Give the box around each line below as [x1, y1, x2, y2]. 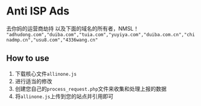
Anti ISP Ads [6, 4, 70, 18]
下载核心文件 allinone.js [14, 70, 77, 77]
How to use [6, 53, 49, 64]
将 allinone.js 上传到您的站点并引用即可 [14, 92, 114, 100]
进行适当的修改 [14, 77, 52, 85]
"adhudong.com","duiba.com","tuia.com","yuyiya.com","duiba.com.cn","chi [6, 31, 196, 37]
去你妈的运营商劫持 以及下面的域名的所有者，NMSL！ [6, 25, 140, 32]
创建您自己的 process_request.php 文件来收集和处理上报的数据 [14, 85, 167, 92]
